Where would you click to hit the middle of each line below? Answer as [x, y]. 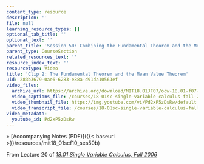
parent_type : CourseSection [42, 52]
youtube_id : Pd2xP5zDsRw [43, 119]
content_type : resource [36, 12]
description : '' [27, 18]
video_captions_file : [39, 97]
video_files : [23, 86]
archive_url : [28, 91]
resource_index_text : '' [38, 63]
